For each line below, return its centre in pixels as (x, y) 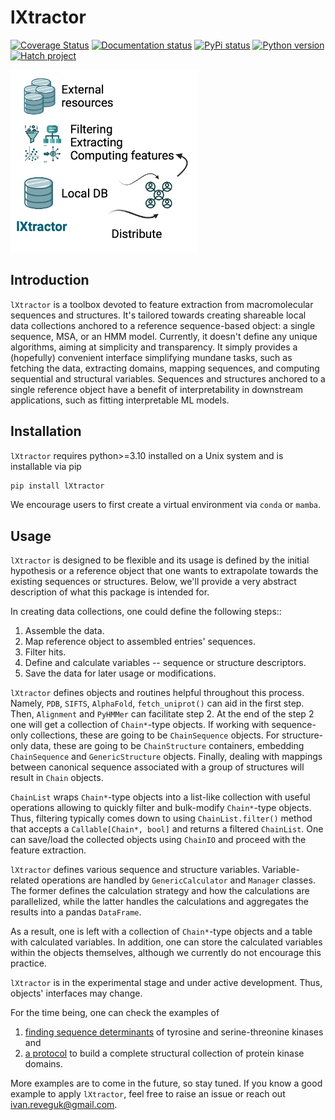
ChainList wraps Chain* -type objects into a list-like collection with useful (160, 797)
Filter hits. (45, 652)
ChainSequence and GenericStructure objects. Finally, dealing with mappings (166, 757)
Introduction (50, 280)
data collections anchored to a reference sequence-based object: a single (163, 325)
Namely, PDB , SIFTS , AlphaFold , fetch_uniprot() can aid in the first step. (157, 703)
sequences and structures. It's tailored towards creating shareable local (158, 315)
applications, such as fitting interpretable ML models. (120, 400)
